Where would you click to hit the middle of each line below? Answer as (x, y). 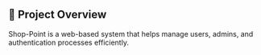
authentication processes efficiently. (68, 42)
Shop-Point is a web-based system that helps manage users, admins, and (131, 33)
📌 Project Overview (58, 15)
